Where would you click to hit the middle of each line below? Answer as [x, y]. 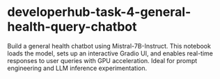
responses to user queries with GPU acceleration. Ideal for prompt [102, 60]
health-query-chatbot [72, 27]
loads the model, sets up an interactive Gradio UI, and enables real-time [110, 53]
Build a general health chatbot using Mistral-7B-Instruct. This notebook [109, 46]
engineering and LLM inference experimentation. [77, 68]
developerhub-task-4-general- [99, 12]
